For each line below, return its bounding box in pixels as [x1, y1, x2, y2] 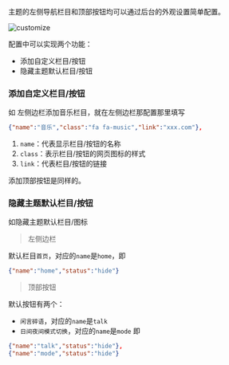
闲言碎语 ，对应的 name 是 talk [19, 316, 108, 326]
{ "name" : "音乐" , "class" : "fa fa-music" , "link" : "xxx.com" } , [8, 124, 203, 131]
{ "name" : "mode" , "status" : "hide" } [8, 350, 120, 358]
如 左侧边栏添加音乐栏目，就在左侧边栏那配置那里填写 [8, 108, 185, 117]
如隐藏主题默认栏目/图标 [8, 218, 89, 227]
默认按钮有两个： [8, 300, 65, 309]
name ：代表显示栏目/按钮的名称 [19, 139, 121, 149]
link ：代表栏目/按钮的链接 [19, 159, 108, 169]
